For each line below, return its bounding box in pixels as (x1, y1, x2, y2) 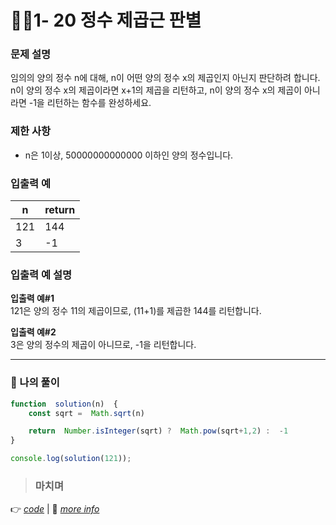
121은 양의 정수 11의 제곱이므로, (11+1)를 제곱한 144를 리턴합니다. (10, 305, 262, 317)
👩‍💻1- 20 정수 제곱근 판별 (10, 9, 202, 32)
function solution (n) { (10, 399, 118, 409)
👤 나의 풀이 (10, 376, 60, 390)
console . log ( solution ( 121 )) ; (10, 454, 132, 464)
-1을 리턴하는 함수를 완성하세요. (28, 97, 152, 109)
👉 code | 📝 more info (10, 503, 100, 515)
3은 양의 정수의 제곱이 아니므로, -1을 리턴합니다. (10, 339, 197, 351)
